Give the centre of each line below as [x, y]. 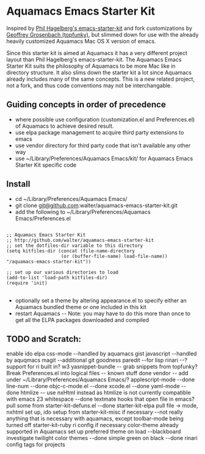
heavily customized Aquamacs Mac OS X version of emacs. [81, 41]
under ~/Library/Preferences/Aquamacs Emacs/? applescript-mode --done [101, 379]
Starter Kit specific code [46, 165]
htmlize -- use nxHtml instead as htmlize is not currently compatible [106, 393]
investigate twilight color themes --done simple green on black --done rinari [102, 438]
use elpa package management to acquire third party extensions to [99, 132]
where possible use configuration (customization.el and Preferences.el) [105, 119]
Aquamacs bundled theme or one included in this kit [81, 307]
